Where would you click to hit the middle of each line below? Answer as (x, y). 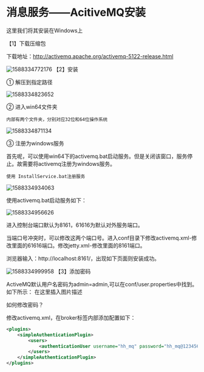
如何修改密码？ (25, 305)
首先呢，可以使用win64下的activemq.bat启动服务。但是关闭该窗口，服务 (97, 156)
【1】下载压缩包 (26, 43)
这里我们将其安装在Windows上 (45, 30)
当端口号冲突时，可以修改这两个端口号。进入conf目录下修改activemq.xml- (99, 238)
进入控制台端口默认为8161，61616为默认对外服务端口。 (75, 225)
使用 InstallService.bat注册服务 (46, 176)
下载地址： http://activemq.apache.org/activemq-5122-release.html (90, 56)
